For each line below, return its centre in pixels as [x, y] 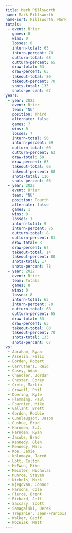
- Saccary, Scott [26, 503]
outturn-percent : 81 [34, 238]
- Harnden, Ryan [25, 432]
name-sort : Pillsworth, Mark [36, 19]
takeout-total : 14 [31, 252]
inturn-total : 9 [29, 224]
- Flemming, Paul [26, 399]
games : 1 [21, 209]
